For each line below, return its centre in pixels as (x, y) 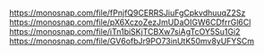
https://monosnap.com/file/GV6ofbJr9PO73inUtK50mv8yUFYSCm (132, 41)
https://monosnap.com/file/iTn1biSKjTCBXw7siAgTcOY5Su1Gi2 (125, 31)
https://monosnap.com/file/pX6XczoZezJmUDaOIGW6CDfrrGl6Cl (130, 22)
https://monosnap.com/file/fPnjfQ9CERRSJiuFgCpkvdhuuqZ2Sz (128, 13)
